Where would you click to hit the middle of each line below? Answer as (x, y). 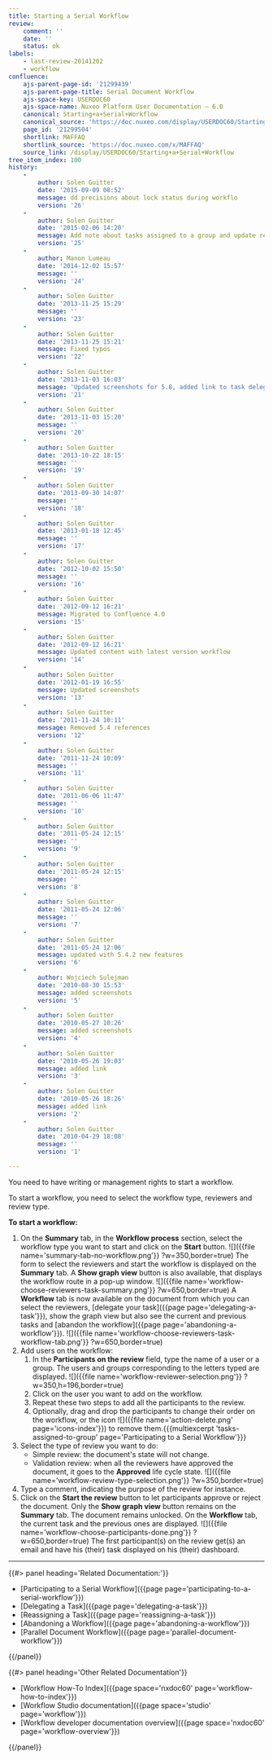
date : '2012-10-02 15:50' (82, 568)
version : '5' (60, 1000)
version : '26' (61, 205)
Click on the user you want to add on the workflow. (117, 1394)
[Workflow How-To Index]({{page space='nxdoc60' (106, 1688)
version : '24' (61, 281)
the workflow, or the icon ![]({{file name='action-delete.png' (132, 1420)
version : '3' (60, 1076)
